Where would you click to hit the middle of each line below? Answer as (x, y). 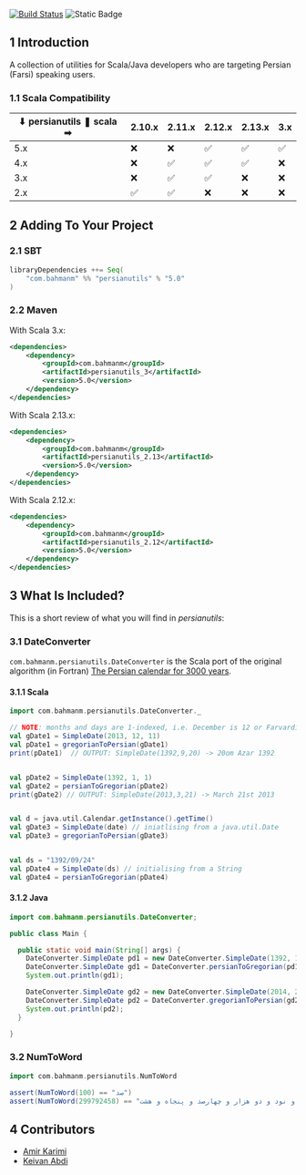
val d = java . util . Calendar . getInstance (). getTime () (112, 819)
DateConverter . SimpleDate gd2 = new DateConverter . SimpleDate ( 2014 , (158, 992)
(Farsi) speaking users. (52, 74)
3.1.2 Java (29, 898)
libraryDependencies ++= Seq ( (67, 270)
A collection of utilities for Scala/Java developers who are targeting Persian (150, 65)
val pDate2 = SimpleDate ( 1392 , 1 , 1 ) (81, 778)
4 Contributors (52, 1129)
